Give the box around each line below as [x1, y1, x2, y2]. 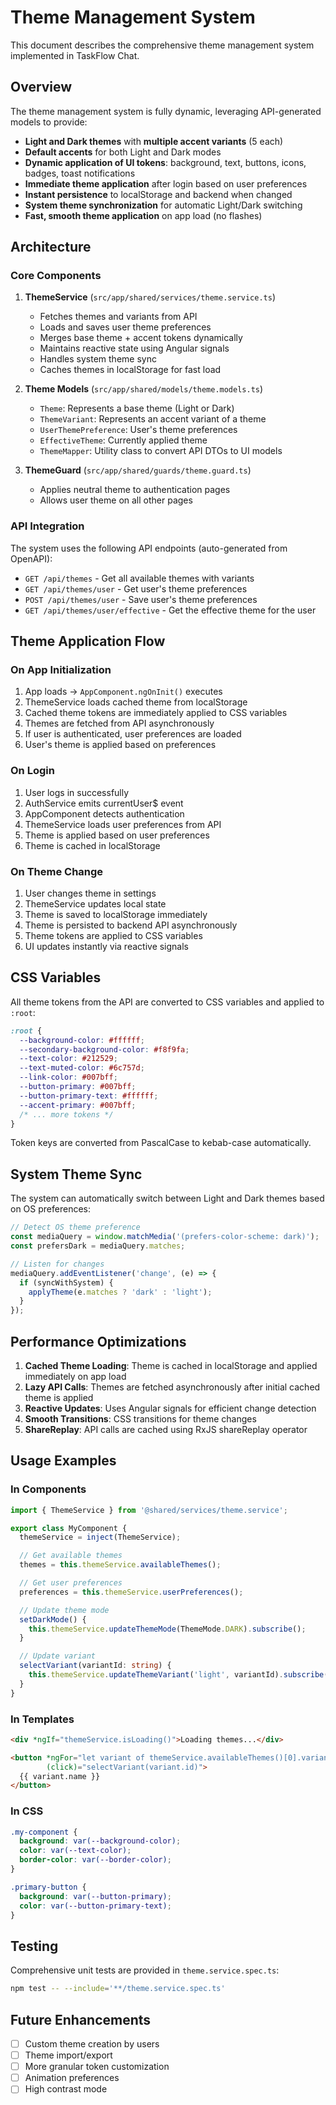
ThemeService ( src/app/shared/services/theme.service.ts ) [24, 291, 277, 303]
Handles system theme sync [39, 353, 157, 365]
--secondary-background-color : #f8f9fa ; [19, 1044, 190, 1055]
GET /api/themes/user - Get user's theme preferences [24, 582, 248, 595]
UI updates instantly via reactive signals [24, 941, 190, 953]
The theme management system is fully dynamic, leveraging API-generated [10, 105, 322, 117]
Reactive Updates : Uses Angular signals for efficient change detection [24, 1402, 317, 1414]
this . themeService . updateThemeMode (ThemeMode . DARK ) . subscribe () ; [28, 1624, 307, 1634]
